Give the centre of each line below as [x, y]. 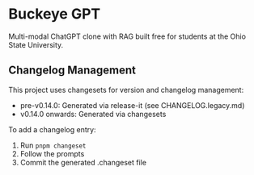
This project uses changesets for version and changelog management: [126, 90]
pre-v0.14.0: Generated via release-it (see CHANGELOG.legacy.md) [132, 105]
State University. [36, 44]
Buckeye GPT [55, 14]
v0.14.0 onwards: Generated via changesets [93, 114]
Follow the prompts [52, 153]
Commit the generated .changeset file [83, 162]
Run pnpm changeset [53, 145]
